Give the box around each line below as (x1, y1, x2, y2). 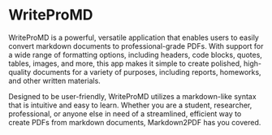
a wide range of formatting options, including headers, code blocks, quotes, (8, 50, 262, 59)
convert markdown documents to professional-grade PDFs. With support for (8, 41, 264, 50)
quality (8, 67, 32, 76)
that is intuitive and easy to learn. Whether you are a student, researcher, (8, 100, 253, 110)
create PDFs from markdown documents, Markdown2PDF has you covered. (8, 117, 261, 127)
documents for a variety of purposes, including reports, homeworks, (32, 67, 261, 76)
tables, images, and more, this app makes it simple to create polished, (8, 59, 242, 68)
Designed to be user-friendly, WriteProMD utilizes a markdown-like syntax (8, 91, 257, 101)
